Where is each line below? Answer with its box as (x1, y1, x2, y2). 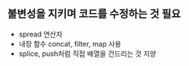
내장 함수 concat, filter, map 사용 (18, 39, 122, 48)
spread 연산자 (18, 30, 64, 39)
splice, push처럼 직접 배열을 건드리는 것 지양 (18, 49, 157, 58)
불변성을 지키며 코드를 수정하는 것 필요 (7, 7, 181, 21)
